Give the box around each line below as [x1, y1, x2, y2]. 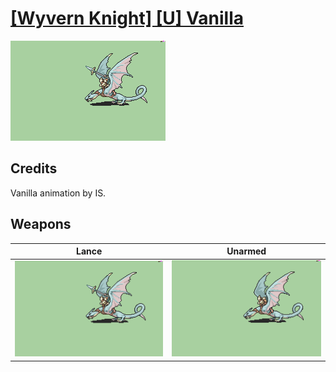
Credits [10, 160, 58, 177]
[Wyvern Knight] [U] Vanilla [10, 7, 245, 30]
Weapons [10, 216, 72, 233]
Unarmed [226, 245, 267, 257]
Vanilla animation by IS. [10, 187, 107, 199]
